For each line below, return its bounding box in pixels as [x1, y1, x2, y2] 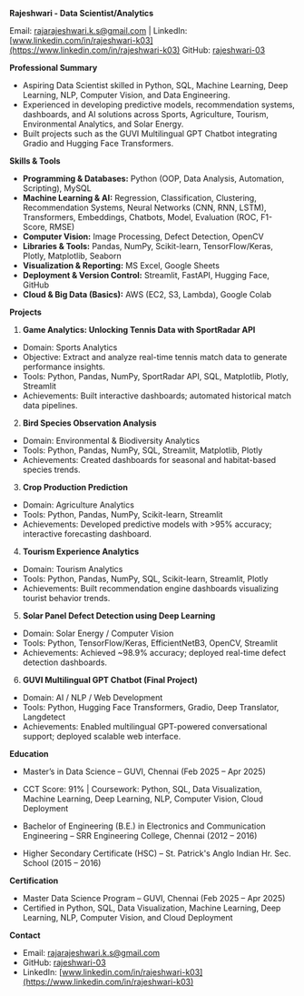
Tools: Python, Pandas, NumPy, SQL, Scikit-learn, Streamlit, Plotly [22, 573, 269, 584]
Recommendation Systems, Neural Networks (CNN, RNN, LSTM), [22, 202, 267, 213]
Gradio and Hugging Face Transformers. [22, 138, 174, 148]
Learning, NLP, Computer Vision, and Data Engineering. [22, 90, 230, 100]
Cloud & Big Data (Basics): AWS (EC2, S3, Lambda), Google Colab [22, 289, 272, 299]
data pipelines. [22, 400, 79, 410]
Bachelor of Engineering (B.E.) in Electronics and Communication [22, 820, 266, 831]
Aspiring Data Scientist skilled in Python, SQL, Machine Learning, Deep [22, 80, 289, 90]
